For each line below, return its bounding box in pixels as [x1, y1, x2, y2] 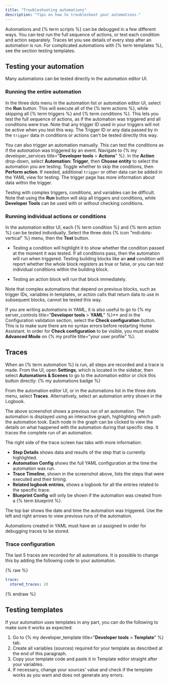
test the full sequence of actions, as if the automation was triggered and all [5, 116, 161, 122]
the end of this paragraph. [12, 650, 67, 656]
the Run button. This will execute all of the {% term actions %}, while [5, 105, 149, 111]
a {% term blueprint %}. [12, 497, 62, 504]
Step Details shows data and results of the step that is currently [12, 449, 146, 455]
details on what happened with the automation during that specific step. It [5, 424, 159, 430]
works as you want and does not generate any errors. [12, 672, 125, 678]
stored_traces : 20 [10, 582, 49, 587]
